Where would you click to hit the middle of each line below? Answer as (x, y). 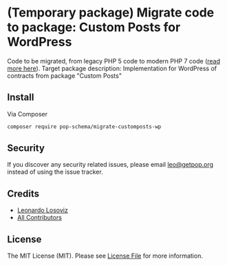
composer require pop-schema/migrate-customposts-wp (84, 126)
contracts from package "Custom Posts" (65, 75)
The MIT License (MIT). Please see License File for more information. (105, 256)
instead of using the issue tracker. (55, 172)
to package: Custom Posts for (94, 27)
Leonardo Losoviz (43, 210)
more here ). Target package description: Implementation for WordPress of (112, 68)
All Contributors (39, 218)
